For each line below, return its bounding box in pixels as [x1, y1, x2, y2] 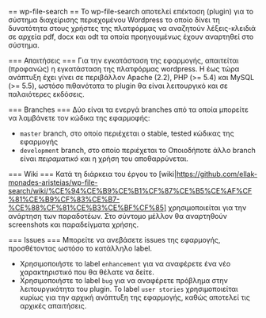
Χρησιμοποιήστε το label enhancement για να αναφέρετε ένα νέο [19, 259, 231, 268]
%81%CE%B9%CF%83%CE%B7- [8, 194, 120, 204]
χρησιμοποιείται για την [168, 203, 247, 213]
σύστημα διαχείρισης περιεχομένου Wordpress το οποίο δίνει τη [8, 15, 220, 25]
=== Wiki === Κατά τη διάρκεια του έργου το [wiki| [8, 170, 177, 178]
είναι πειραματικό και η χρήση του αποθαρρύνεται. [19, 154, 188, 163]
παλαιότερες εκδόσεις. [8, 90, 85, 98]
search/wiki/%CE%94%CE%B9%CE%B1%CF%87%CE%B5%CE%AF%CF [8, 186, 253, 195]
